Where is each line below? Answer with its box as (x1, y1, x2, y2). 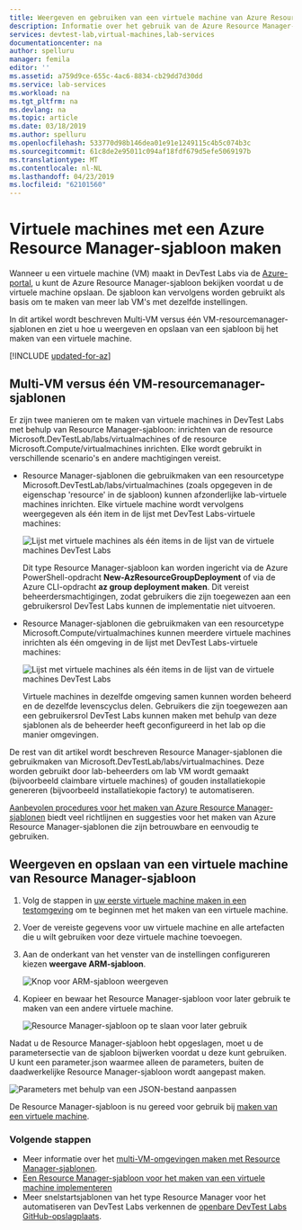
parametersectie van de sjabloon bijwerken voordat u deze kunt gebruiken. (9, 1047, 288, 1057)
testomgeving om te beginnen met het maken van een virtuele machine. (22, 905, 289, 915)
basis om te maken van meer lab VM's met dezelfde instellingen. (9, 297, 249, 307)
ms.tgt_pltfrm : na (9, 96, 78, 106)
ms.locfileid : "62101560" (9, 181, 106, 190)
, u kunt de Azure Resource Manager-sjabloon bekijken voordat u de (31, 278, 284, 289)
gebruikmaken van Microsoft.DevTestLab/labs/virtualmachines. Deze (9, 756, 265, 767)
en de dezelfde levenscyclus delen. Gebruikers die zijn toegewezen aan (22, 700, 289, 711)
